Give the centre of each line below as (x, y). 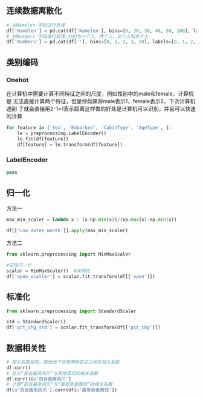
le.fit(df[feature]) (43, 139)
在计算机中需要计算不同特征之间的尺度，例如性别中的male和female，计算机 (100, 93)
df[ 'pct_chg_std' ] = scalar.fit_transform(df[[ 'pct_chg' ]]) (84, 327)
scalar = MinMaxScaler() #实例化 (48, 271)
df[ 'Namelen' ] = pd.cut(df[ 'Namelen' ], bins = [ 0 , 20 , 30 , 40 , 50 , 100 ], (98, 31)
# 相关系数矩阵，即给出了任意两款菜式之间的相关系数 (63, 362)
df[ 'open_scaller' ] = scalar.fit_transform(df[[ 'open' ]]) (81, 276)
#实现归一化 (19, 265)
